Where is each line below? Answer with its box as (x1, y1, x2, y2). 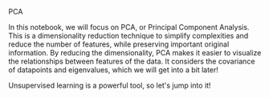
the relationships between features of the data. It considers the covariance (8, 56, 255, 66)
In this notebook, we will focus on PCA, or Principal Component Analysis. (8, 22, 250, 31)
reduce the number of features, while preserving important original (8, 39, 230, 49)
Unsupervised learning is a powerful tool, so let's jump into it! (8, 80, 211, 90)
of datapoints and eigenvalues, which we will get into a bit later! (8, 65, 219, 75)
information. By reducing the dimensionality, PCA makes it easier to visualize (8, 48, 262, 57)
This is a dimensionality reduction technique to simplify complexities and (8, 31, 249, 40)
